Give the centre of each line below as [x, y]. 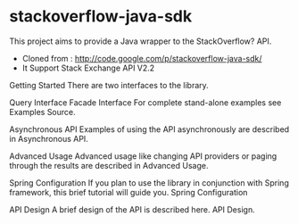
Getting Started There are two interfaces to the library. [109, 85]
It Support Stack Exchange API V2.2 [88, 68]
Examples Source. [42, 112]
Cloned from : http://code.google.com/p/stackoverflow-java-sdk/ [142, 58]
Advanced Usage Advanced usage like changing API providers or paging [143, 156]
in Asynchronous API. [49, 138]
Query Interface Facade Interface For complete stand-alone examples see [145, 102]
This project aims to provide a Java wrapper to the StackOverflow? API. [141, 41]
